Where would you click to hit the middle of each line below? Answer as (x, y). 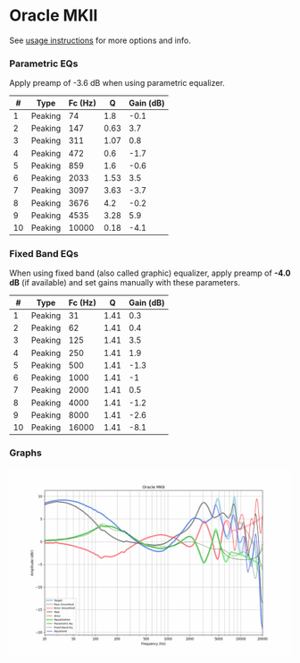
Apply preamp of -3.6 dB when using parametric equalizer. (117, 83)
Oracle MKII (54, 16)
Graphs (25, 453)
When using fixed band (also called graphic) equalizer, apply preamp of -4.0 (150, 273)
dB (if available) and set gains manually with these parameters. (125, 283)
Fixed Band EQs (44, 253)
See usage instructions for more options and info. (100, 40)
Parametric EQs (44, 64)
